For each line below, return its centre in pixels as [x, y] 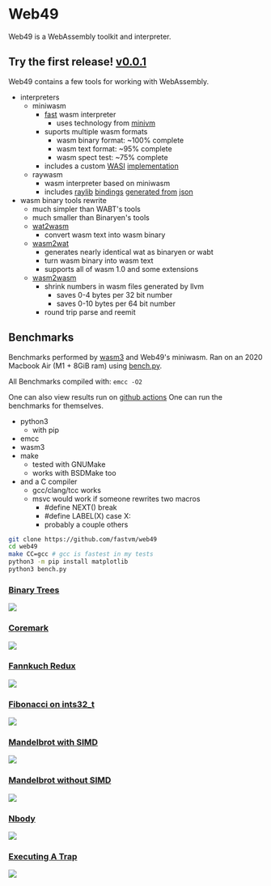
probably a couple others [86, 524]
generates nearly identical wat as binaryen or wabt [129, 252]
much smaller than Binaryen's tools [91, 217]
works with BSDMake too [74, 473]
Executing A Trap [43, 856]
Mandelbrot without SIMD [60, 780]
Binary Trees [34, 590]
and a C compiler [49, 481]
